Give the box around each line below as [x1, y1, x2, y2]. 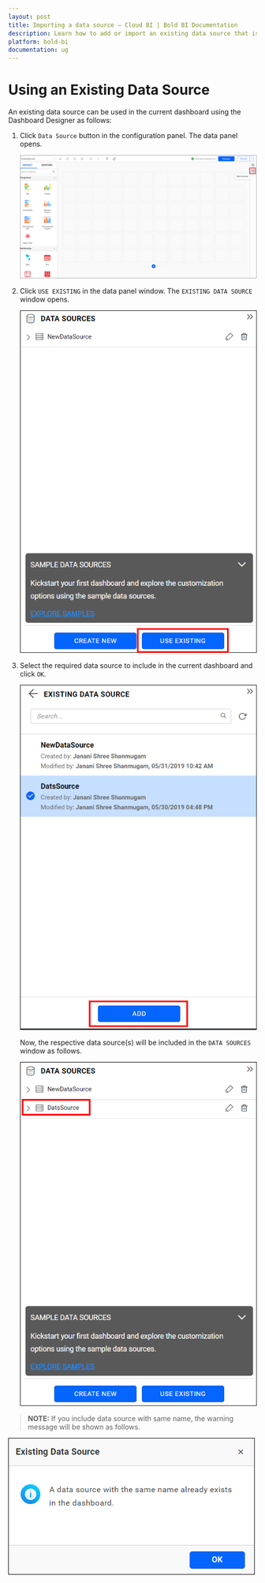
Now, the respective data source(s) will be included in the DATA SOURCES [19, 1038, 251, 1048]
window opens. [19, 294, 69, 304]
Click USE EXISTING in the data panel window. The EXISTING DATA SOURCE [19, 286, 252, 295]
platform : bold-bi [8, 38, 69, 46]
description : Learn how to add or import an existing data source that [8, 29, 248, 37]
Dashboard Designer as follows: [8, 115, 112, 126]
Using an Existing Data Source [8, 81, 211, 99]
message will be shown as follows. [27, 1422, 140, 1431]
